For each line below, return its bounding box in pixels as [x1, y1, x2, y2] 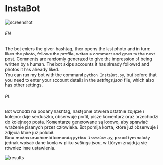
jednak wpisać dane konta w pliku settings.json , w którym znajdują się [5, 140, 147, 146]
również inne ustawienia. [5, 145, 55, 151]
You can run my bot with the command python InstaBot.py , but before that [5, 72, 157, 78]
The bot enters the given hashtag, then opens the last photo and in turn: [5, 46, 151, 52]
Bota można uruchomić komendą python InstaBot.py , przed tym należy [5, 135, 151, 140]
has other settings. [5, 82, 43, 88]
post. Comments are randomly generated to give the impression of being [5, 56, 152, 62]
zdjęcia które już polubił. [5, 130, 54, 136]
